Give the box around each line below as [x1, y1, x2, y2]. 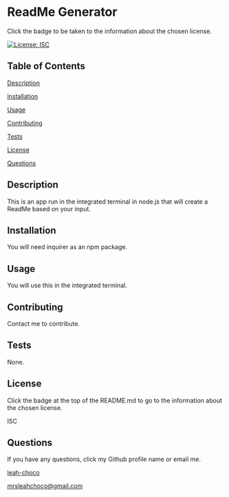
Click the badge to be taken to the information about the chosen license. [7, 27, 212, 35]
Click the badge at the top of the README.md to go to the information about [7, 396, 222, 405]
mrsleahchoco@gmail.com [7, 482, 83, 490]
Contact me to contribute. [7, 320, 80, 328]
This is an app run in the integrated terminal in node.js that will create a [7, 197, 208, 206]
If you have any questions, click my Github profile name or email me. [7, 455, 201, 463]
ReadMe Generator [7, 4, 118, 20]
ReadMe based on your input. [7, 204, 91, 213]
